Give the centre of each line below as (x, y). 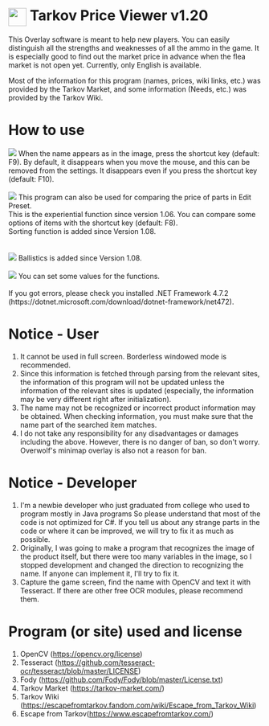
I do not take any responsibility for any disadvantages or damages (129, 433)
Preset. (20, 206)
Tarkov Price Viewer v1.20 (119, 16)
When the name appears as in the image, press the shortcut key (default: (139, 154)
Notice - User (54, 334)
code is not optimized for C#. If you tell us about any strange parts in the (140, 523)
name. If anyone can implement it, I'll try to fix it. (100, 574)
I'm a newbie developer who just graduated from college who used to (135, 506)
